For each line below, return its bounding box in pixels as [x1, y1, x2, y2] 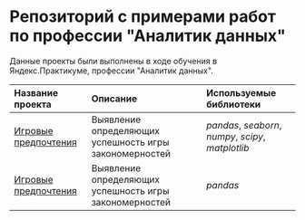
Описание [91, 92, 138, 105]
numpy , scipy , [206, 129, 266, 142]
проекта [14, 98, 52, 110]
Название [14, 86, 59, 99]
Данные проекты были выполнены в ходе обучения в [9, 55, 218, 66]
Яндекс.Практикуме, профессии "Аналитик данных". [9, 65, 213, 76]
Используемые [206, 86, 277, 99]
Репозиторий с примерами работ [9, 6, 277, 27]
